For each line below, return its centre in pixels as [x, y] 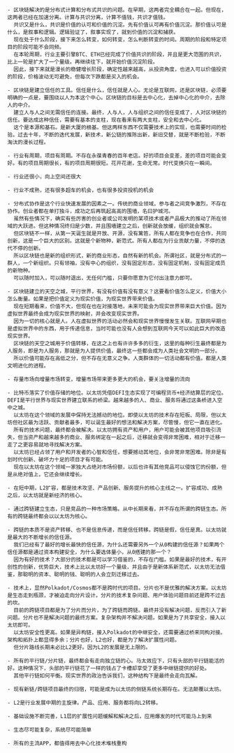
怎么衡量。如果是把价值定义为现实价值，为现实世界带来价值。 [83, 299]
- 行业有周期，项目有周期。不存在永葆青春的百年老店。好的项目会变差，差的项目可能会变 [117, 156]
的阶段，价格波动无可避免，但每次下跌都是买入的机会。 [75, 77]
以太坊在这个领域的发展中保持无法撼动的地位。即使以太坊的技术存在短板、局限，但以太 [120, 415]
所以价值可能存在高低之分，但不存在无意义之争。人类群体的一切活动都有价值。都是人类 [120, 358]
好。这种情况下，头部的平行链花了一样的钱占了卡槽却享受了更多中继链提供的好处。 [109, 668]
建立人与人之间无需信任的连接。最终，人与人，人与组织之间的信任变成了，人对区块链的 [120, 112]
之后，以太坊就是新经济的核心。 [46, 495]
